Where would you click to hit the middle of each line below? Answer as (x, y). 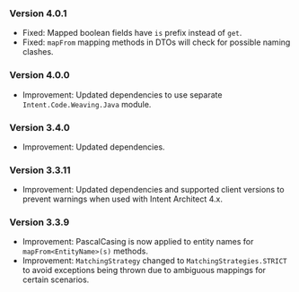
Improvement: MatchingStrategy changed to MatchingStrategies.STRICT (154, 261)
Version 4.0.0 (40, 75)
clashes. (38, 52)
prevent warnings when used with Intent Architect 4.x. (122, 199)
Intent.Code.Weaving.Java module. (87, 104)
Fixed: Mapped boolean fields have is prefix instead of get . (132, 33)
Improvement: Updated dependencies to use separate (122, 94)
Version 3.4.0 (40, 127)
